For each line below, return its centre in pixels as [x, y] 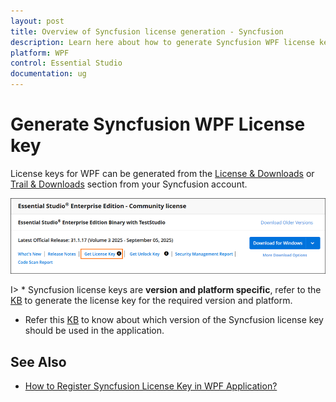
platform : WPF [40, 53]
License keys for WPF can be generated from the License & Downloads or [162, 173]
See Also [38, 361]
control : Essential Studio [66, 63]
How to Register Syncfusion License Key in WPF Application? [151, 386]
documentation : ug [48, 74]
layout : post [37, 21]
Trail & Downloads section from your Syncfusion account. [129, 184]
